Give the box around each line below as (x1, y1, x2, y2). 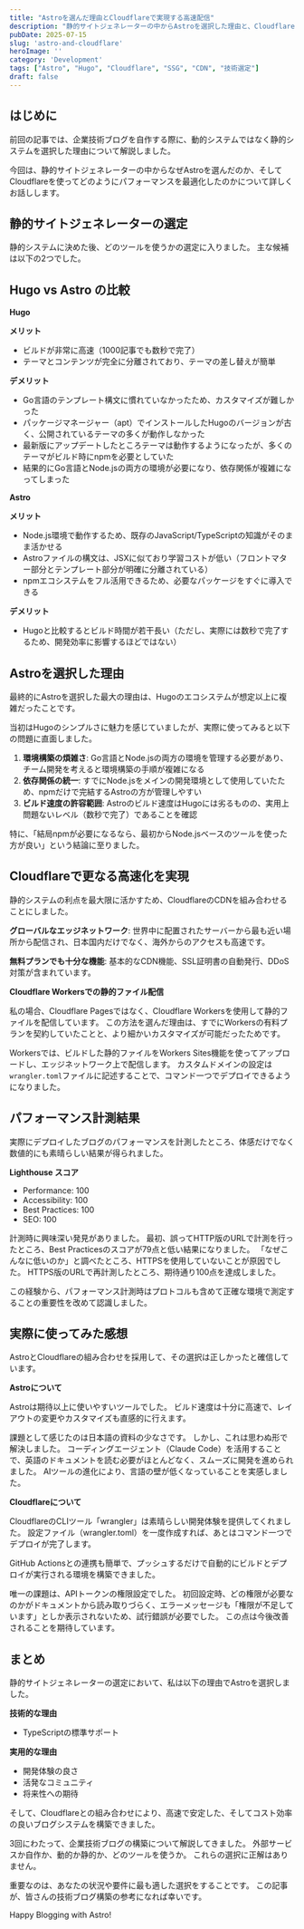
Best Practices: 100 (22, 1204, 95, 1215)
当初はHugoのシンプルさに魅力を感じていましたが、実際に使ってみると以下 (9, 722, 291, 732)
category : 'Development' (9, 55, 103, 64)
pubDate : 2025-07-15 (9, 30, 88, 39)
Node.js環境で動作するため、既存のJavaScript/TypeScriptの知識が (22, 530, 270, 541)
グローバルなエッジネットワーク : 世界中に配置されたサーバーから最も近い (9, 925, 283, 936)
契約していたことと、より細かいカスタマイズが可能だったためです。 (33, 1027, 285, 1038)
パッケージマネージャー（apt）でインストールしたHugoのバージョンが (22, 418, 284, 429)
